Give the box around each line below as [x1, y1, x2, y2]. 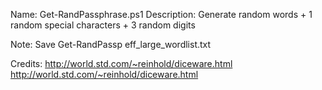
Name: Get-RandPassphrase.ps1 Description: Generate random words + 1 [10, 9, 313, 20]
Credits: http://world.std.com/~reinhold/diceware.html [10, 58, 233, 69]
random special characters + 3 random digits [10, 19, 196, 31]
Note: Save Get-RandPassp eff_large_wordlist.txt [10, 39, 212, 50]
